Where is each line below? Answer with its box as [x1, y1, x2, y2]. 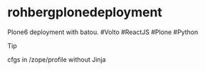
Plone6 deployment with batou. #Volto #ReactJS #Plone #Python [7, 28, 199, 36]
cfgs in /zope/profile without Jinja [7, 55, 106, 64]
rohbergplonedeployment [7, 4, 162, 21]
